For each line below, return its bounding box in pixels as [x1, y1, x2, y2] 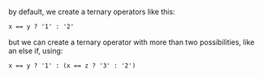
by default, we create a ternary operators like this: [8, 7, 176, 16]
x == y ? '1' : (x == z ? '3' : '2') [8, 61, 136, 70]
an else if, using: [8, 45, 63, 55]
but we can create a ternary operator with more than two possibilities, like [8, 37, 255, 47]
